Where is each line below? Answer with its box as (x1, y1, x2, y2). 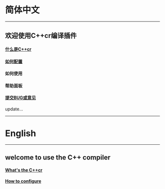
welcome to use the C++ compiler (5, 153, 110, 162)
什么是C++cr (5, 46, 32, 52)
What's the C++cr (5, 167, 43, 173)
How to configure (5, 178, 42, 184)
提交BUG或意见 (5, 95, 36, 101)
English (5, 128, 36, 139)
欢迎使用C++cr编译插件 (5, 31, 77, 40)
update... (5, 106, 23, 112)
